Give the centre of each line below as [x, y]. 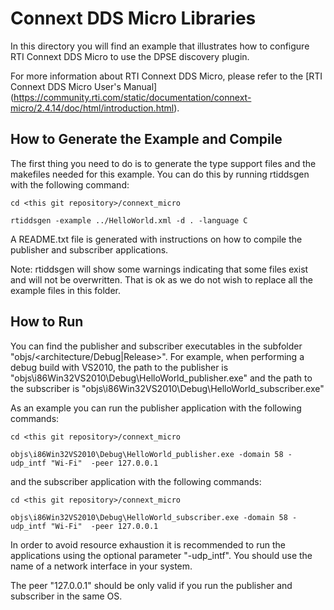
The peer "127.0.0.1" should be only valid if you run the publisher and [151, 585]
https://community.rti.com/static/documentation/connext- [132, 97]
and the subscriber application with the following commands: [136, 481]
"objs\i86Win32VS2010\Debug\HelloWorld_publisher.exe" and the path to [161, 378]
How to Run [47, 322]
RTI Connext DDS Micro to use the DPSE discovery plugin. [130, 56]
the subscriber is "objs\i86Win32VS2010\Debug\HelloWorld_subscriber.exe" [167, 388]
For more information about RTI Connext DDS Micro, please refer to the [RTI [166, 76]
